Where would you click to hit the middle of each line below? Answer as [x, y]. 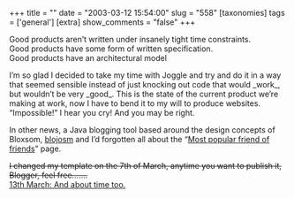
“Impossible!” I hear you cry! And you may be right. [102, 113]
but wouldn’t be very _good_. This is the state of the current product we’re [144, 94]
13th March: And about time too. [68, 184]
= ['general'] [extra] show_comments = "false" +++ [102, 22]
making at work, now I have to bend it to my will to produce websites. [135, 103]
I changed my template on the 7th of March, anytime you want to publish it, [146, 166]
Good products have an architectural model [88, 58]
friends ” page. [35, 148]
